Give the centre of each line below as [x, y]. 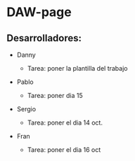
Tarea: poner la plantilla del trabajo [77, 68]
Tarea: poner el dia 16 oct [64, 150]
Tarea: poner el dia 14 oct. [65, 122]
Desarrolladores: [44, 38]
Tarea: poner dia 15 [55, 96]
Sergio [26, 109]
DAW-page [39, 12]
